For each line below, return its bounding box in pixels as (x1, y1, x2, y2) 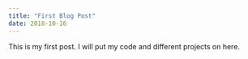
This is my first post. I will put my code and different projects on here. (8, 41, 241, 51)
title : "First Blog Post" (8, 11, 96, 20)
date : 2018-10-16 (8, 19, 67, 27)
